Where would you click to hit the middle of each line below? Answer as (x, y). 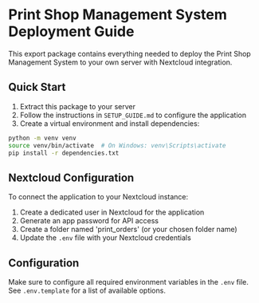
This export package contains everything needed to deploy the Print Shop (129, 53)
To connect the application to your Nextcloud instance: (98, 197)
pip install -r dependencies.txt (64, 153)
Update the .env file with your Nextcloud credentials (105, 238)
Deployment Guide (71, 31)
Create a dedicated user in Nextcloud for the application (112, 212)
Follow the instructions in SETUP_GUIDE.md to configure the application (133, 115)
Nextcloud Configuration (71, 177)
